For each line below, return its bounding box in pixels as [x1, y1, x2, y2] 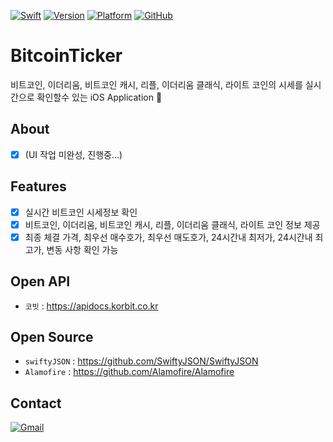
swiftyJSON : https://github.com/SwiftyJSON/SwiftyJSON [24, 355, 259, 367]
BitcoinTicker [10, 45, 123, 67]
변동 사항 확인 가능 [46, 243, 119, 255]
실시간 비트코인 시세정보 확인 [24, 206, 138, 218]
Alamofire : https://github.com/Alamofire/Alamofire [24, 366, 235, 378]
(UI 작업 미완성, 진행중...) [24, 148, 123, 160]
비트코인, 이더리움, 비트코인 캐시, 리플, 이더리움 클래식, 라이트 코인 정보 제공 [24, 218, 321, 230]
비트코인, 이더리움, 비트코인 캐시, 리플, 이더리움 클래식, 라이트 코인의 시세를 [10, 78, 303, 90]
